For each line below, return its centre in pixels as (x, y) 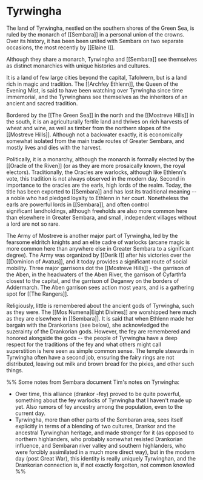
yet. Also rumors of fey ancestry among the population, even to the (99, 406)
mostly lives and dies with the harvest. (54, 147)
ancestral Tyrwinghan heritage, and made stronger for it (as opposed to (104, 433)
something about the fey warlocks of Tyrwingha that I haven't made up (103, 400)
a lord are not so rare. (33, 224)
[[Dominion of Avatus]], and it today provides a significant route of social (97, 261)
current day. (30, 413)
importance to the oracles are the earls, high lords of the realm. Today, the (99, 185)
